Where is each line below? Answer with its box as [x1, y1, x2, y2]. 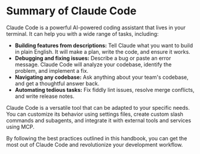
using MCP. [6, 123, 35, 130]
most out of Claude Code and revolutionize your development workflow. [6, 141, 183, 148]
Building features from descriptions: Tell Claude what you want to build [14, 42, 193, 49]
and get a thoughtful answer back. [14, 79, 100, 87]
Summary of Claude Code [6, 4, 137, 18]
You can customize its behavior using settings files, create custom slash [6, 110, 184, 118]
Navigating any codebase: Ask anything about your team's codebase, [14, 73, 189, 81]
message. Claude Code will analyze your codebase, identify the [14, 61, 172, 68]
